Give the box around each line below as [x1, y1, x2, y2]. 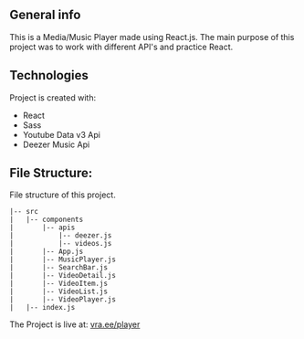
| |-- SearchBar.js [9, 263, 108, 272]
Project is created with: [9, 91, 97, 103]
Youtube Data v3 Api [22, 129, 100, 140]
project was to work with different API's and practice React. [9, 41, 234, 52]
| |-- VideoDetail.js [9, 271, 117, 281]
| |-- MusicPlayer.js [9, 255, 117, 264]
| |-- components [9, 215, 84, 225]
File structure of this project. [9, 189, 116, 200]
